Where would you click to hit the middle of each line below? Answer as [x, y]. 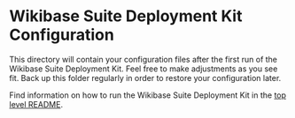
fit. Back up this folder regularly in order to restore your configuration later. [145, 77]
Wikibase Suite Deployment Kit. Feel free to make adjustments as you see [144, 69]
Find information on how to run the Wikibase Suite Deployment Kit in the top [147, 95]
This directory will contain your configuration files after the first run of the [143, 59]
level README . [36, 104]
